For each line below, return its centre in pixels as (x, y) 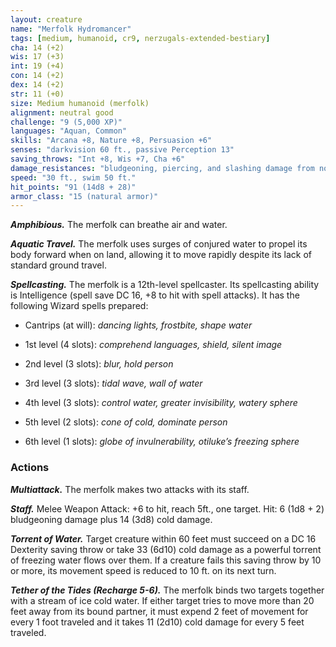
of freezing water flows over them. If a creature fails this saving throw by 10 (166, 560)
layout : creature (46, 19)
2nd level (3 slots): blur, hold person (99, 364)
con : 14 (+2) (37, 76)
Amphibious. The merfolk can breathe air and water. (119, 225)
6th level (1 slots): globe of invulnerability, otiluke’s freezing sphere (162, 442)
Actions (30, 468)
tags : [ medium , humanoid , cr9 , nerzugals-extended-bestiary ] (140, 38)
